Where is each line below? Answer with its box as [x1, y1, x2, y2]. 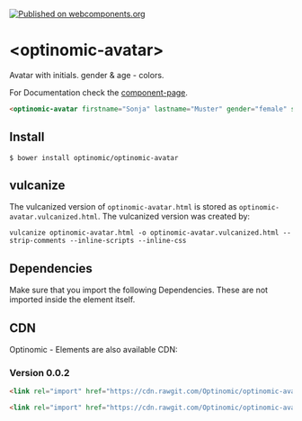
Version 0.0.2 [9, 366, 70, 379]
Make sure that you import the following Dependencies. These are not [9, 284, 268, 296]
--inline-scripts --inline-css [69, 237, 187, 246]
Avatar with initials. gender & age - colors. [9, 69, 164, 80]
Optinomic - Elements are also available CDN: [9, 345, 178, 355]
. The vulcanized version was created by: [97, 211, 250, 222]
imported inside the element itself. [9, 294, 136, 305]
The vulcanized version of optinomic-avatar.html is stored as [9, 202, 237, 212]
